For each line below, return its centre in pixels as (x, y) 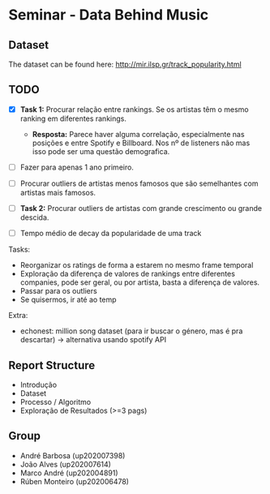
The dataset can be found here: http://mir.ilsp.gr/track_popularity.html (125, 64)
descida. (34, 217)
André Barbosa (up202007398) (73, 455)
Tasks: (19, 250)
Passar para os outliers (58, 291)
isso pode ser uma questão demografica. (101, 151)
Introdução (39, 384)
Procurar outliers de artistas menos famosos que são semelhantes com (139, 183)
